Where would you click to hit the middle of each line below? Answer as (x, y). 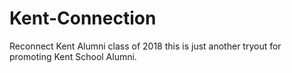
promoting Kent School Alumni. (73, 56)
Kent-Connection (83, 18)
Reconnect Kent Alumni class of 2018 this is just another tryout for (145, 46)
